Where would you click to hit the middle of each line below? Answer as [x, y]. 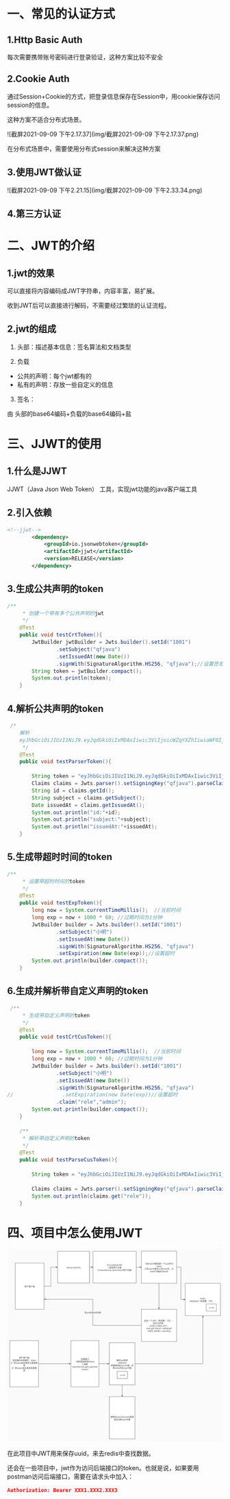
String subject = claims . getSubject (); [89, 798]
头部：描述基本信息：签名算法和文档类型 [74, 347]
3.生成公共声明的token [55, 589]
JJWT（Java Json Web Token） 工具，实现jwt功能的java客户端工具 [102, 489]
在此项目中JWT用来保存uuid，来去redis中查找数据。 [81, 1454]
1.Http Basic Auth [45, 39]
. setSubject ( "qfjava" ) [88, 649]
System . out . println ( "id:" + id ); [76, 813]
